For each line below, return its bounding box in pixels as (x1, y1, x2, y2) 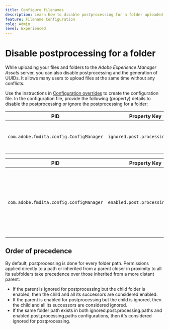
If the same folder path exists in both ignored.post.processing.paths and (12, 307, 162, 313)
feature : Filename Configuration (5, 17, 75, 22)
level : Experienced (5, 26, 46, 31)
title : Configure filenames (5, 7, 64, 13)
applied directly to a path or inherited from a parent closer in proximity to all (5, 265, 162, 272)
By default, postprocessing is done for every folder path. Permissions (5, 260, 149, 266)
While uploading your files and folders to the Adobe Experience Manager (5, 64, 157, 70)
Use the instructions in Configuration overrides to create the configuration (5, 90, 159, 96)
